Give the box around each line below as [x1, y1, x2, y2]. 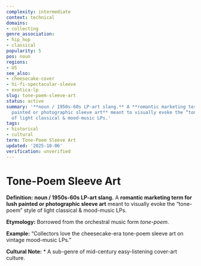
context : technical [6, 14, 55, 20]
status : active [6, 98, 44, 104]
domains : [6, 20, 28, 26]
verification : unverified [6, 148, 71, 154]
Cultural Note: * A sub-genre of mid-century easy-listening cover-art [6, 248, 178, 255]
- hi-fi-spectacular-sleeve [6, 82, 77, 88]
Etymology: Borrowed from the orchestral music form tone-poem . [6, 219, 169, 226]
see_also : [6, 70, 31, 76]
